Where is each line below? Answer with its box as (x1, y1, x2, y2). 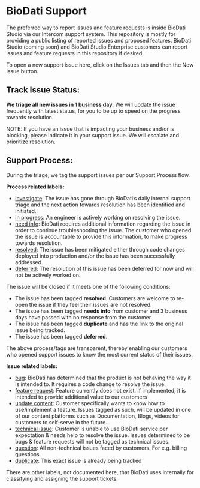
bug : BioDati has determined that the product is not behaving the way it (14, 374, 191, 381)
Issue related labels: (6, 362, 58, 370)
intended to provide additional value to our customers (14, 393, 147, 400)
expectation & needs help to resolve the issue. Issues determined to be (14, 431, 190, 439)
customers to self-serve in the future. (14, 418, 108, 426)
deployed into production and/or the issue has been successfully (14, 252, 175, 259)
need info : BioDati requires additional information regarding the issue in (14, 220, 191, 227)
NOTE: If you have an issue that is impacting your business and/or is (6, 125, 175, 133)
